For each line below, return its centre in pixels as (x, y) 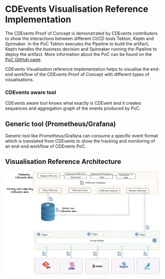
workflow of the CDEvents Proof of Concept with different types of (82, 74)
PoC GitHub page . (23, 59)
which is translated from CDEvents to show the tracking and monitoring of (80, 141)
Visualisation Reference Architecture (63, 162)
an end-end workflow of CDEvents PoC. (46, 146)
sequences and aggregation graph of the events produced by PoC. (73, 108)
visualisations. (19, 80)
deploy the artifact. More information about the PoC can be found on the (79, 54)
